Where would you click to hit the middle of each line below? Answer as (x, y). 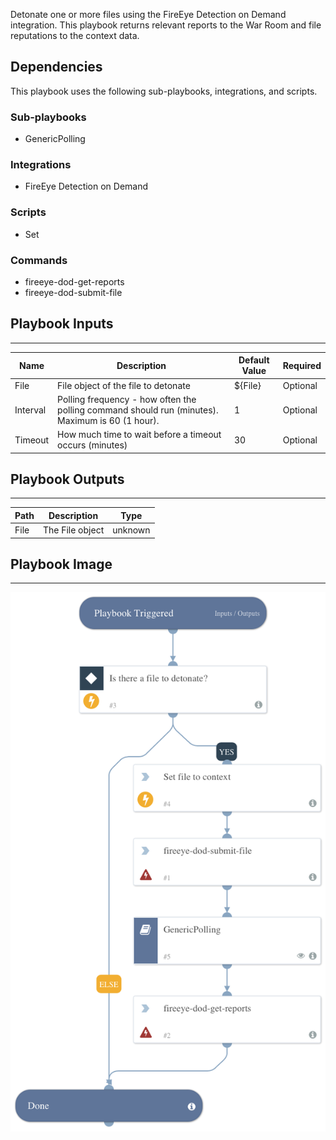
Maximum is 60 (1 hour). (108, 420)
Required (302, 365)
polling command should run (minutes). (138, 410)
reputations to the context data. (75, 35)
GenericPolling (55, 139)
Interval (30, 410)
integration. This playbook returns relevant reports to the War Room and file (166, 25)
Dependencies (56, 67)
